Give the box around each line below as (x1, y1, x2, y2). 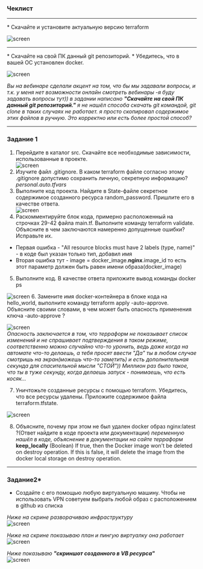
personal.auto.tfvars (15, 181, 67, 188)
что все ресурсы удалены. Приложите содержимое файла (15, 393, 167, 400)
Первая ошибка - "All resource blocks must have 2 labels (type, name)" (15, 244, 195, 251)
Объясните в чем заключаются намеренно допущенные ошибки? (15, 225, 186, 233)
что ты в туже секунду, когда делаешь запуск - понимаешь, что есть (7, 368, 186, 376)
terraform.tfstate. (15, 399, 58, 406)
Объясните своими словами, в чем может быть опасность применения (7, 306, 192, 313)
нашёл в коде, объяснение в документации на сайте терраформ (15, 435, 183, 442)
